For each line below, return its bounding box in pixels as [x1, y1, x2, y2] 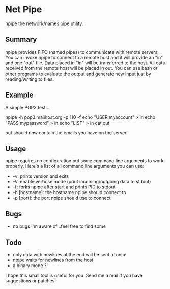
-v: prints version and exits [12, 173, 69, 179]
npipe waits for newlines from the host [12, 257, 94, 263]
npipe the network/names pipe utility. [5, 20, 83, 27]
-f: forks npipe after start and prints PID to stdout [12, 184, 116, 190]
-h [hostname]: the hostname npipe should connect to [12, 189, 126, 196]
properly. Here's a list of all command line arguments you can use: [5, 163, 144, 170]
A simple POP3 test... [5, 104, 50, 110]
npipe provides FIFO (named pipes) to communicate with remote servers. [5, 49, 159, 55]
